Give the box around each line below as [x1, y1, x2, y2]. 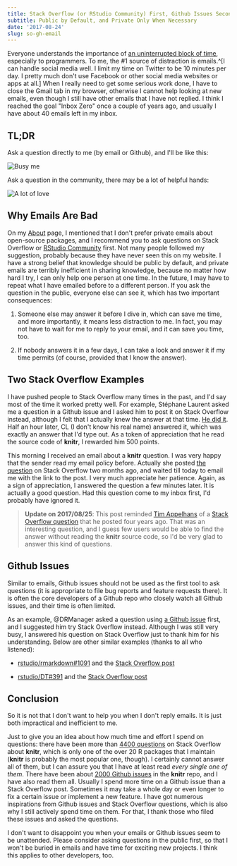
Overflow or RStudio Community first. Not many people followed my [7, 243, 205, 252]
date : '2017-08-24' [7, 23, 65, 30]
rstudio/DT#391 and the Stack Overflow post [17, 672, 147, 681]
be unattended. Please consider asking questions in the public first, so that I [7, 836, 228, 845]
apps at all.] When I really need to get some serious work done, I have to [7, 79, 218, 88]
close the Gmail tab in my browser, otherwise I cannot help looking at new [7, 87, 222, 95]
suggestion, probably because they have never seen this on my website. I [7, 251, 221, 260]
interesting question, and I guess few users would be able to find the [24, 525, 224, 533]
